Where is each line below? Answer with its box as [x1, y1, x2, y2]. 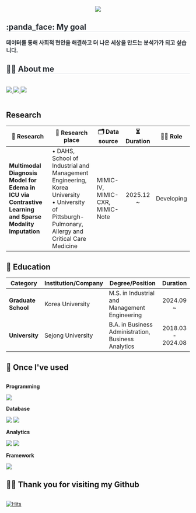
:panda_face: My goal [6, 22, 86, 32]
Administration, [108, 328, 150, 336]
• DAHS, [52, 147, 75, 155]
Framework [6, 452, 34, 459]
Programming [6, 383, 40, 390]
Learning [9, 206, 35, 214]
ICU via [9, 191, 30, 199]
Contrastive [9, 198, 43, 206]
